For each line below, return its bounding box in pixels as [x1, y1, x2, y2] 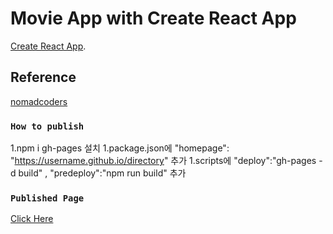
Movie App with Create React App [10, 7, 297, 30]
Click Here [10, 213, 54, 225]
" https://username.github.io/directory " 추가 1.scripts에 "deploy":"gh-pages [10, 155, 317, 167]
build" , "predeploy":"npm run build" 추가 [18, 167, 187, 179]
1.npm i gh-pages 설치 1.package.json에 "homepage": [10, 142, 230, 154]
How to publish [10, 120, 85, 132]
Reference [10, 69, 77, 86]
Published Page [10, 192, 85, 204]
